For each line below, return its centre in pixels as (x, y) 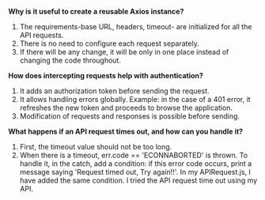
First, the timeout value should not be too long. (96, 147)
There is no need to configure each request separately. (109, 43)
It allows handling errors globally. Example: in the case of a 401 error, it (135, 99)
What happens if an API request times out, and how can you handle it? (126, 131)
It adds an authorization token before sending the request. (114, 91)
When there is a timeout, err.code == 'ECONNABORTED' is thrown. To (133, 155)
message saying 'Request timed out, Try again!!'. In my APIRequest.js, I (135, 172)
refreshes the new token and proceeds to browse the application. (126, 108)
